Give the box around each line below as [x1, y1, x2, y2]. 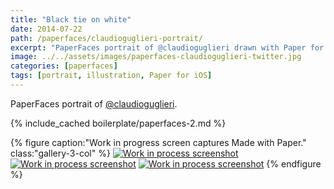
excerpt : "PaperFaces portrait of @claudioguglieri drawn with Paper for [10, 42, 325, 53]
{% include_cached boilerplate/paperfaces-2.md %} [10, 117, 227, 129]
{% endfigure [266, 157, 322, 170]
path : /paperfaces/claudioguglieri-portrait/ [10, 33, 203, 43]
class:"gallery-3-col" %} [10, 147, 111, 159]
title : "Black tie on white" [10, 14, 132, 25]
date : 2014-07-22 [10, 24, 83, 34]
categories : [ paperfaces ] [10, 61, 118, 71]
